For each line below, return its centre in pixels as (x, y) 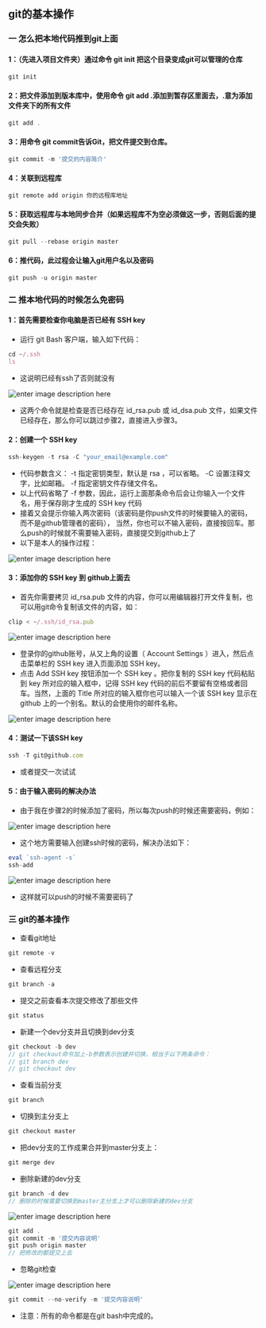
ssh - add (21, 865)
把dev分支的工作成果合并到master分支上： (89, 1148)
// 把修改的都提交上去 (40, 1253)
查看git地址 (38, 938)
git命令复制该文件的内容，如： (91, 607)
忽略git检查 (38, 1269)
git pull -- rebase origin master (64, 241)
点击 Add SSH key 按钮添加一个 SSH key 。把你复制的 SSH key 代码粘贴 (137, 673)
